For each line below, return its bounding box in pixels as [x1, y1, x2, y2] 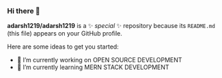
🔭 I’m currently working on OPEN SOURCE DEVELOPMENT [16, 56, 182, 64]
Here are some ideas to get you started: [7, 42, 120, 51]
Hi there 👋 [7, 6, 41, 16]
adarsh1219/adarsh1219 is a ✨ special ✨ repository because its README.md [7, 22, 215, 30]
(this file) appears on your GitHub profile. [7, 29, 123, 38]
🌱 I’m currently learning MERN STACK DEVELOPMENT [16, 63, 169, 71]
